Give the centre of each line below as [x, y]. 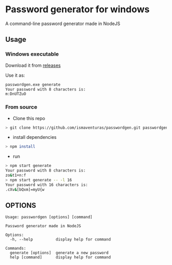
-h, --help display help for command [60, 239]
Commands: [16, 249]
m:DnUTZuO [16, 94]
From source [21, 107]
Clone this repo [29, 118]
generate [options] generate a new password [59, 253]
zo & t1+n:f [16, 175]
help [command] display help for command [60, 257]
